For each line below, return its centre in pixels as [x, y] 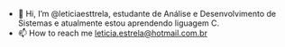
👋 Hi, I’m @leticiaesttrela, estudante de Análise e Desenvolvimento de [147, 14]
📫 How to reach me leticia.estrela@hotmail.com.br [112, 33]
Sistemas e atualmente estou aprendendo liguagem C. [119, 23]
